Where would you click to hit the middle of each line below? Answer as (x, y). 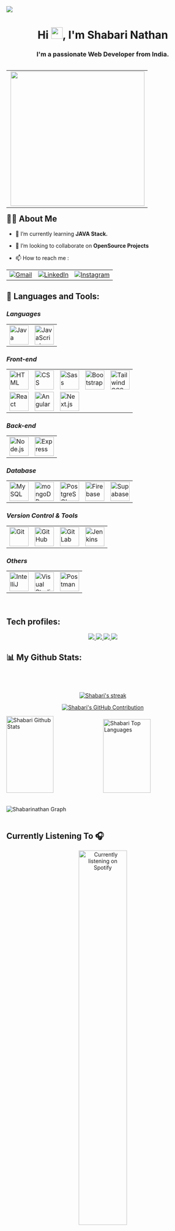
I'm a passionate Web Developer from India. (103, 54)
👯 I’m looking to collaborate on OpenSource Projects (82, 245)
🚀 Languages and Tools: (53, 297)
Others (17, 560)
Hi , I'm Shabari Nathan (103, 35)
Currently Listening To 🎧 (55, 836)
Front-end (22, 359)
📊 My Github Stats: (44, 658)
